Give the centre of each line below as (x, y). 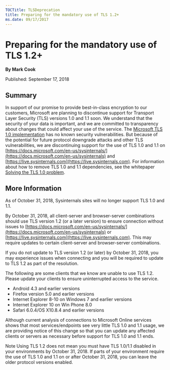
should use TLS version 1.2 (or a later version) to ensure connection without (84, 221)
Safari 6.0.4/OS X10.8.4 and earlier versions (58, 310)
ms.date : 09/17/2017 (27, 19)
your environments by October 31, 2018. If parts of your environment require (85, 351)
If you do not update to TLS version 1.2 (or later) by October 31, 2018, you (82, 253)
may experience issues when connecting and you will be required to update (84, 258)
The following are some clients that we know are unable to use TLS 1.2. (79, 273)
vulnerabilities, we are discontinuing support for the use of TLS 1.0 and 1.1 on (85, 145)
